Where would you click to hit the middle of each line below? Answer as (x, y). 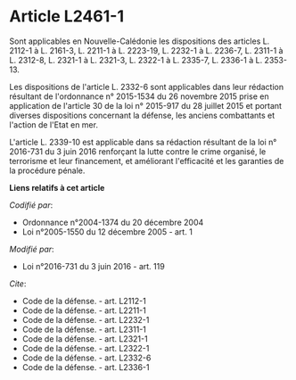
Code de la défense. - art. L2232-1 (86, 319)
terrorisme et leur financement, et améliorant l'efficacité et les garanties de (147, 161)
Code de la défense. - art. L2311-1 (84, 329)
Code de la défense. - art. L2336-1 (86, 367)
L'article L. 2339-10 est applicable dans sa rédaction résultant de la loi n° (143, 142)
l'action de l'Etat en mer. (53, 124)
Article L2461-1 (67, 17)
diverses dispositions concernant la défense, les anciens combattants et (142, 115)
